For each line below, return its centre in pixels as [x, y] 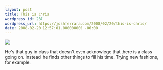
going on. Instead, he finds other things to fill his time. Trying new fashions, [82, 57]
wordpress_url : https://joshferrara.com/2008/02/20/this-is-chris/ [76, 24]
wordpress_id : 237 [24, 19]
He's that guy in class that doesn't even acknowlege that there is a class [79, 52]
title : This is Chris [27, 14]
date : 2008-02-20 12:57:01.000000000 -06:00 [52, 28]
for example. [18, 62]
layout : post [19, 10]
